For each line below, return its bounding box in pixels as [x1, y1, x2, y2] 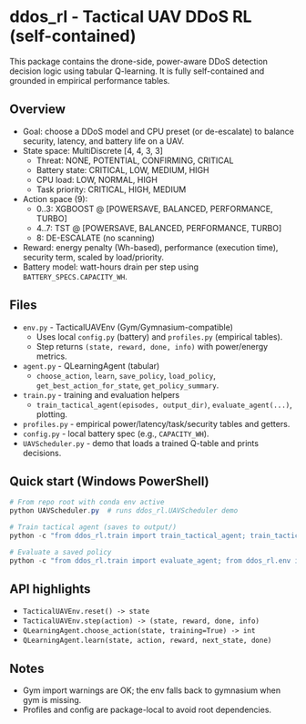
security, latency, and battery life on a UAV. [22, 135, 185, 147]
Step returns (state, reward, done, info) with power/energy [36, 341, 269, 352]
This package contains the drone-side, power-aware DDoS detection [9, 56, 269, 66]
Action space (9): [22, 193, 88, 204]
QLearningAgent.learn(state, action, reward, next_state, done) [22, 636, 272, 646]
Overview [9, 102, 66, 117]
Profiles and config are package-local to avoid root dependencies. [22, 704, 271, 716]
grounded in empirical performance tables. [9, 75, 170, 86]
